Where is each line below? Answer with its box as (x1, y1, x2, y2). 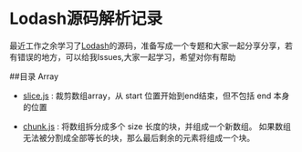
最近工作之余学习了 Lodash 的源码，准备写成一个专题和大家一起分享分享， (9, 40, 286, 51)
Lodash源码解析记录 (9, 8, 163, 29)
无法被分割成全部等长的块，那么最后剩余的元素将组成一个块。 (22, 132, 255, 143)
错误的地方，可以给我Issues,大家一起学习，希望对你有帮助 (16, 51, 236, 62)
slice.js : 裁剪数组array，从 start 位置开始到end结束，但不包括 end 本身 (22, 90, 290, 101)
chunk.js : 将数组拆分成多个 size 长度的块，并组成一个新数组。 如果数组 (22, 120, 292, 132)
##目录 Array (9, 70, 59, 82)
